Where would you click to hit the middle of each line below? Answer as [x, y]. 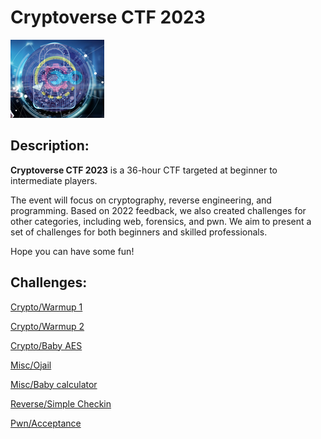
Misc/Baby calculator [54, 384]
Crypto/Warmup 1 [46, 307]
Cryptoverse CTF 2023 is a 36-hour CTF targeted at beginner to [144, 170]
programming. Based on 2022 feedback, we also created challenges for [158, 210]
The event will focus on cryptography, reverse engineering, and [141, 200]
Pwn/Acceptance [46, 423]
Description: [50, 146]
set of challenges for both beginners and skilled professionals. [139, 232]
